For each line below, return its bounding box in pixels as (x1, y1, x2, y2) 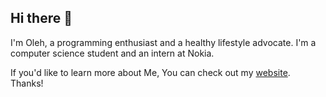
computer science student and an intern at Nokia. (10, 47, 215, 59)
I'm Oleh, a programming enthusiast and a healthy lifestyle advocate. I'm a (10, 36, 317, 48)
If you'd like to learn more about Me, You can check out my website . (10, 66, 291, 78)
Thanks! (10, 77, 44, 89)
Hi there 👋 (10, 10, 73, 27)
